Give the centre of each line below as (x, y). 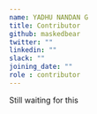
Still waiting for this (44, 100)
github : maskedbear (45, 34)
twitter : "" (31, 42)
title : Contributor (45, 26)
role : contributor (45, 75)
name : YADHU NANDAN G (49, 17)
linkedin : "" (33, 50)
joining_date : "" (41, 67)
